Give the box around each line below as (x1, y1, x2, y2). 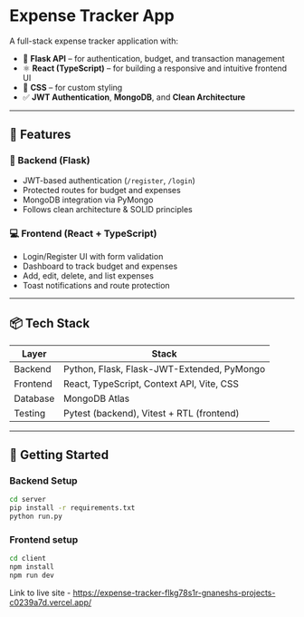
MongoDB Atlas (62, 392, 130, 405)
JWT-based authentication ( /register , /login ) (22, 174, 196, 186)
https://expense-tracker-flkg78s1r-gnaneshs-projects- (72, 587, 276, 598)
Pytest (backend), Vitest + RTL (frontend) (62, 406, 240, 419)
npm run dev (9, 571, 54, 581)
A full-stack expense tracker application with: (9, 35, 179, 46)
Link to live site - (9, 587, 71, 598)
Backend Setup (9, 475, 79, 487)
